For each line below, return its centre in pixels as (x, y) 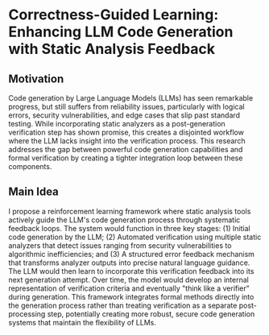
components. (30, 166)
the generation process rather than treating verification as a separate (123, 305)
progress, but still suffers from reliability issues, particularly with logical (126, 107)
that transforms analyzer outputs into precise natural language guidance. (129, 263)
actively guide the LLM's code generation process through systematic (124, 220)
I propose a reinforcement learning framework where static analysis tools (130, 211)
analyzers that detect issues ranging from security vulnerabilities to (120, 245)
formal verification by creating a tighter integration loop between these (126, 158)
